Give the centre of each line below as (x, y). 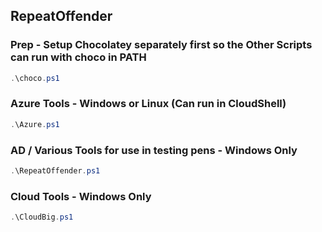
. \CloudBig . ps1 (42, 217)
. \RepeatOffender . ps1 (55, 171)
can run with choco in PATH (78, 57)
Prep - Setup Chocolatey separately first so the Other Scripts (161, 45)
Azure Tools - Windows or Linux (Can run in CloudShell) (148, 104)
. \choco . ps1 (35, 78)
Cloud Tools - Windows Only (81, 196)
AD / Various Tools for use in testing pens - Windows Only (154, 150)
